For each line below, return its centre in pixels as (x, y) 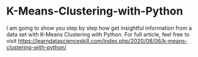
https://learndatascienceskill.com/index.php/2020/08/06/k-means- (103, 41)
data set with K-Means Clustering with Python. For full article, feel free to (98, 34)
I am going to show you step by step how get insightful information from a (99, 28)
